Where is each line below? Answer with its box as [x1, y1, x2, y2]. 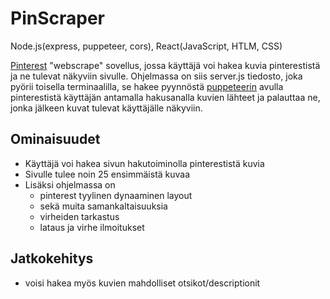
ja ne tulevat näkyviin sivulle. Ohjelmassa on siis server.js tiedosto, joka [10, 70, 303, 82]
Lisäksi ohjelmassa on [24, 178, 116, 191]
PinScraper [10, 7, 105, 30]
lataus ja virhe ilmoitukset [39, 221, 145, 233]
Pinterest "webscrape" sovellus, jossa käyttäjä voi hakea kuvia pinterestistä [10, 59, 321, 71]
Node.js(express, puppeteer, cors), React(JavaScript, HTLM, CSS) [10, 40, 283, 52]
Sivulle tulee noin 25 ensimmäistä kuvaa [24, 168, 191, 180]
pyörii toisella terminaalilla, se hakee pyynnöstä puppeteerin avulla [10, 80, 284, 92]
